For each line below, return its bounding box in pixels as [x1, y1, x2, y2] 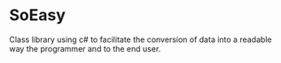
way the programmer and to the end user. [9, 43, 161, 53]
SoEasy [9, 5, 66, 25]
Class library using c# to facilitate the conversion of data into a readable [9, 34, 272, 45]
